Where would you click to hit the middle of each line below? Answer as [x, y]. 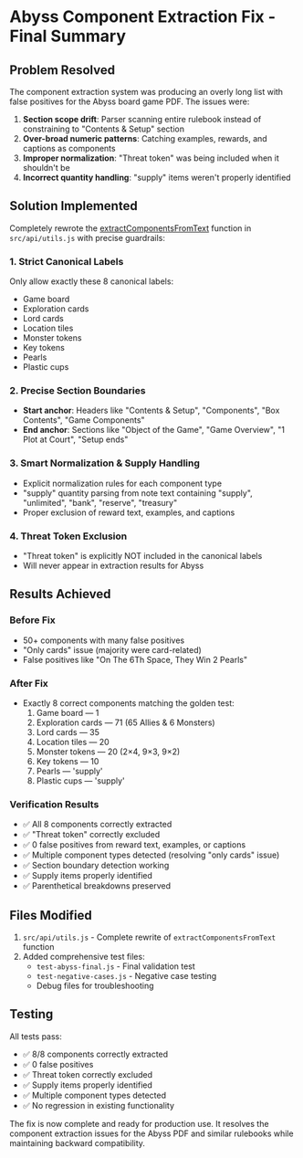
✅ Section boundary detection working [96, 866]
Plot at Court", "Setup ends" [75, 439]
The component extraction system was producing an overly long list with [146, 92]
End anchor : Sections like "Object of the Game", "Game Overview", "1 [154, 430]
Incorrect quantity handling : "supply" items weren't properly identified [157, 177]
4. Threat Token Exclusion [68, 536]
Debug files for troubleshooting [95, 986]
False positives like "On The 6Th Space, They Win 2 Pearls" [135, 659]
